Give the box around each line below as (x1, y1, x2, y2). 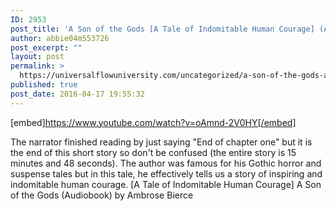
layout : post (10, 52, 65, 62)
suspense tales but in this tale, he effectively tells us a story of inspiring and (10, 167, 323, 180)
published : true (10, 80, 78, 90)
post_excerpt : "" (10, 42, 83, 53)
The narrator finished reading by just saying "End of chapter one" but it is (10, 136, 313, 148)
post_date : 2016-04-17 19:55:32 (10, 89, 145, 99)
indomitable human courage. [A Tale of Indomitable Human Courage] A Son (10, 178, 322, 190)
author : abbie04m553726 (10, 33, 110, 43)
